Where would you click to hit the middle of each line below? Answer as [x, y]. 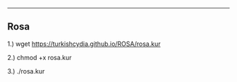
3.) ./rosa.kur [26, 71]
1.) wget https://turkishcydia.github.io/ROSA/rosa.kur [84, 44]
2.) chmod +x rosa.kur [39, 57]
